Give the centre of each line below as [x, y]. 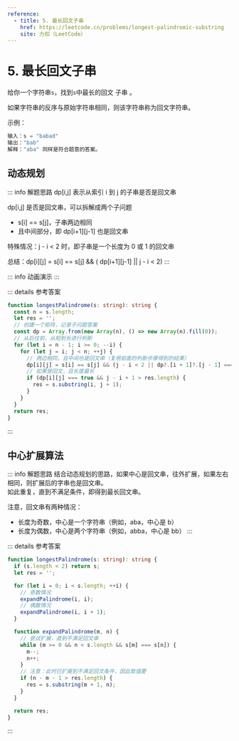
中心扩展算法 [36, 456]
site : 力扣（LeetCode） [53, 34]
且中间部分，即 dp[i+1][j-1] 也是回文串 [73, 231]
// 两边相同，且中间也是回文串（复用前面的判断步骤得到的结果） [108, 358]
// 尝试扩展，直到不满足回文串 [59, 638]
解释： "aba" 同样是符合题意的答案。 [54, 149]
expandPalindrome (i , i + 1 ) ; [63, 612]
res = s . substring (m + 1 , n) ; [71, 685]
